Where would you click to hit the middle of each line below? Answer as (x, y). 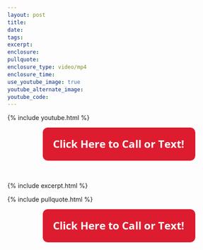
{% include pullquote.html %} (50, 200)
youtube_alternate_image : (45, 89)
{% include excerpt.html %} (48, 186)
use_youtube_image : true (44, 82)
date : (15, 30)
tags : (15, 37)
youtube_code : (28, 97)
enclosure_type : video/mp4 (47, 67)
